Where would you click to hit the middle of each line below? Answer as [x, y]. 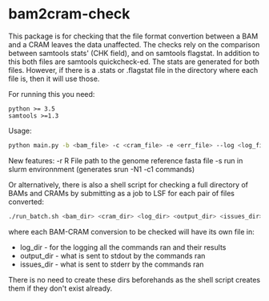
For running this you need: [52, 94]
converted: [26, 202]
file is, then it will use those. [54, 78]
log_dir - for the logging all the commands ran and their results [123, 247]
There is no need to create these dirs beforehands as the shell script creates [134, 279]
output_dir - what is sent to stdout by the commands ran [112, 255]
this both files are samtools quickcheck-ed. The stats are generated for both [134, 62]
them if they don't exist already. [60, 288]
